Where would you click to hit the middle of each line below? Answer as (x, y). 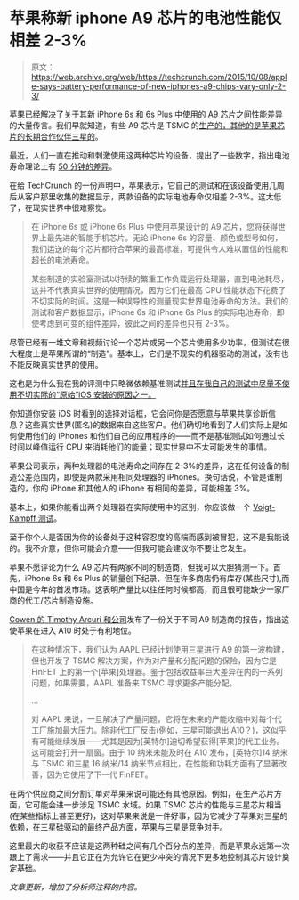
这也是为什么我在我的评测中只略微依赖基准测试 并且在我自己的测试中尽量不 (145, 383)
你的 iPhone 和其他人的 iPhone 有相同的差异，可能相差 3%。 (144, 488)
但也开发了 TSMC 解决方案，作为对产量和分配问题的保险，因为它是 (154, 661)
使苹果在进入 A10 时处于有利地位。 (73, 630)
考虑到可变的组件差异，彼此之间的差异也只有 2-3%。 (136, 323)
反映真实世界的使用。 (64, 364)
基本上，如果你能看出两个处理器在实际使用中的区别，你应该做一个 (130, 507)
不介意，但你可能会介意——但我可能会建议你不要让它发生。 (141, 547)
